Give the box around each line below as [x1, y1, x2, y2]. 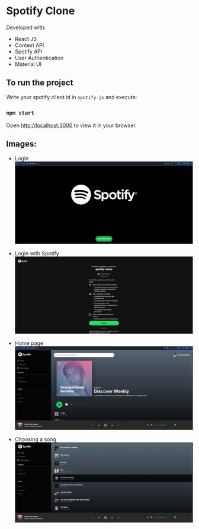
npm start [6, 109, 34, 116]
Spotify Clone [6, 4, 75, 18]
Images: [6, 139, 37, 149]
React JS [14, 35, 37, 42]
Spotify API [14, 47, 43, 55]
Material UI [14, 61, 42, 68]
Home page [14, 340, 44, 347]
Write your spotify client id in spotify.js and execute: [6, 93, 137, 100]
